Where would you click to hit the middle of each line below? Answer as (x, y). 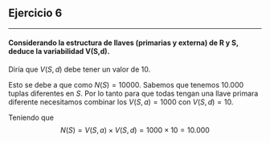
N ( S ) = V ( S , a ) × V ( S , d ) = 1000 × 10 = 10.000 (135, 130)
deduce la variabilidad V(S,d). (59, 51)
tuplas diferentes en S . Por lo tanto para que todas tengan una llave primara (133, 94)
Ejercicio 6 (35, 13)
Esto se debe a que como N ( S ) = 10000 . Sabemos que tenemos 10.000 (126, 85)
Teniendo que (31, 118)
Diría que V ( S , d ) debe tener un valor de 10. (80, 69)
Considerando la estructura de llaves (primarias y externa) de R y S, (123, 43)
